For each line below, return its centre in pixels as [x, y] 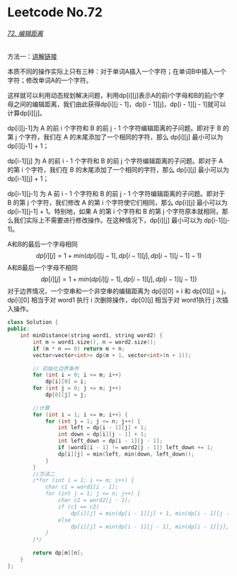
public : [19, 329]
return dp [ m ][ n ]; [58, 553]
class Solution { [33, 322]
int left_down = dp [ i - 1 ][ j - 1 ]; [110, 441]
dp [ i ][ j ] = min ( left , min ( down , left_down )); [126, 454]
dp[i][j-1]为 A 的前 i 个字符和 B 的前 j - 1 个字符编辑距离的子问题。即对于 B [114, 128]
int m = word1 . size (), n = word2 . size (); [95, 342]
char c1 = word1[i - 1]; [82, 487]
